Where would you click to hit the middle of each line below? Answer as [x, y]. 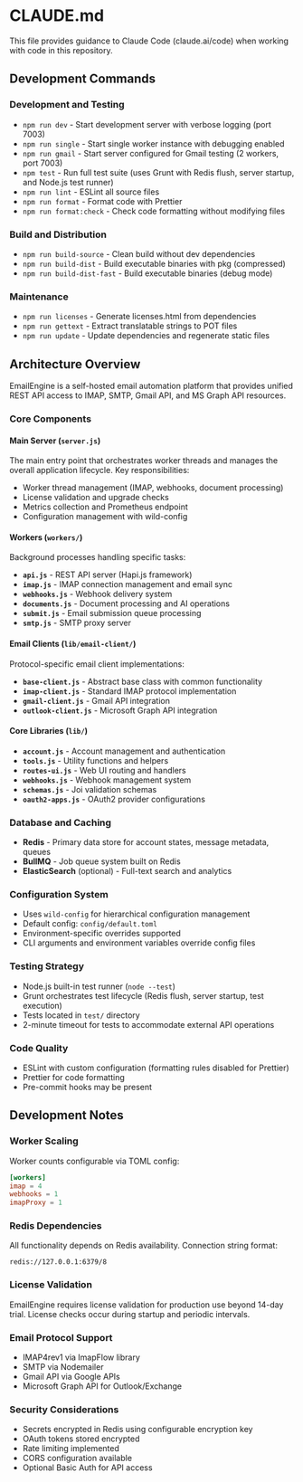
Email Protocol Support [61, 1337]
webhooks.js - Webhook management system [107, 780]
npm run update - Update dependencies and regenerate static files [146, 336]
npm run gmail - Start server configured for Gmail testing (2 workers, [150, 153]
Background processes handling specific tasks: [98, 557]
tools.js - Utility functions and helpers [95, 760]
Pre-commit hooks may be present [87, 1087]
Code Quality [39, 1048]
